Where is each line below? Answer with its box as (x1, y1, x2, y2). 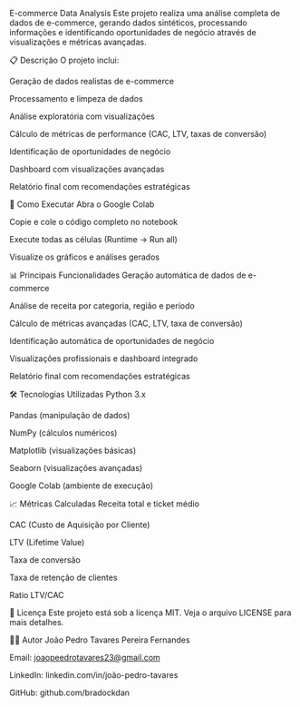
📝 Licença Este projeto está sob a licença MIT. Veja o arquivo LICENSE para (9, 607, 292, 618)
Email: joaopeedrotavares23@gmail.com (9, 653, 160, 663)
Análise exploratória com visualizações (9, 111, 156, 122)
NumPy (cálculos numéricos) (9, 427, 118, 438)
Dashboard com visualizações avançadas (9, 163, 165, 174)
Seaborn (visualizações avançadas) (9, 463, 143, 473)
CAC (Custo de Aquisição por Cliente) (9, 519, 150, 530)
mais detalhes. (9, 617, 64, 627)
